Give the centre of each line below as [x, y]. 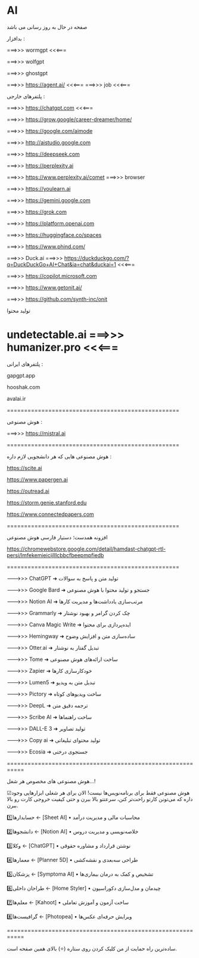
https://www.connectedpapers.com [50, 514]
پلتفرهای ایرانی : [25, 364]
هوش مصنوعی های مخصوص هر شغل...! [51, 781]
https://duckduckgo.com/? [97, 258]
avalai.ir [16, 398]
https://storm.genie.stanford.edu [47, 502]
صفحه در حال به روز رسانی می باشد [47, 27]
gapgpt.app [21, 375]
